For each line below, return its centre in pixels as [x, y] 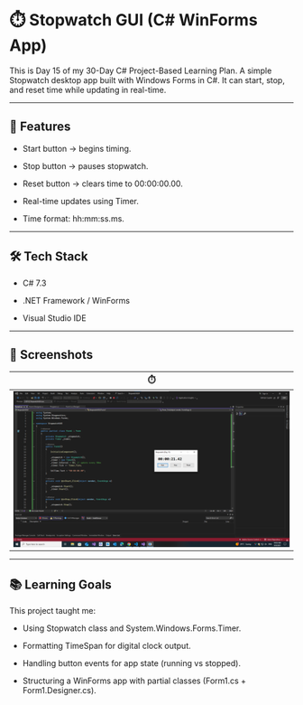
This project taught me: [53, 611]
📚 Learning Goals [61, 584]
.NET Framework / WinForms [76, 300]
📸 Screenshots [51, 355]
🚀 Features [40, 127]
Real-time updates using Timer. [81, 201]
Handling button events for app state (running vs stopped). [132, 663]
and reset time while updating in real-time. [88, 89]
